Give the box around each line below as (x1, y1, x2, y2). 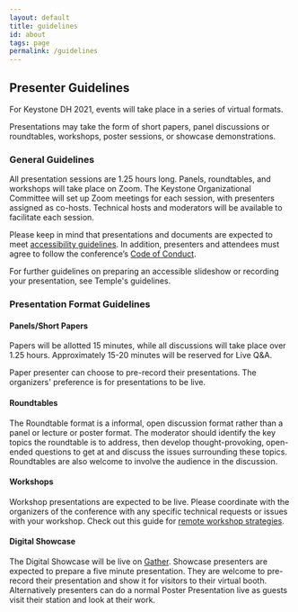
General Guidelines (9, 153, 95, 166)
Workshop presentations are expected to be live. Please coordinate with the (9, 496, 290, 507)
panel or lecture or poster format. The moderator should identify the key (9, 427, 276, 437)
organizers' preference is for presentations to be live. (9, 377, 206, 388)
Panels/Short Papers (9, 320, 88, 331)
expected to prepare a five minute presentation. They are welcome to (9, 565, 266, 576)
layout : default (9, 13, 70, 22)
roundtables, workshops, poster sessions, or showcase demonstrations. (9, 130, 276, 141)
